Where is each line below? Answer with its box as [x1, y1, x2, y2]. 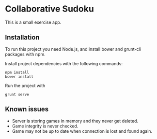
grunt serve [5, 92, 29, 97]
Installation [5, 33, 40, 42]
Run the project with [5, 83, 46, 88]
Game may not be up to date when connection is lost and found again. [12, 128, 153, 134]
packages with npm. [5, 51, 46, 57]
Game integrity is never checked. [12, 123, 78, 129]
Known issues [5, 105, 49, 113]
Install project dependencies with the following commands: [5, 60, 123, 66]
